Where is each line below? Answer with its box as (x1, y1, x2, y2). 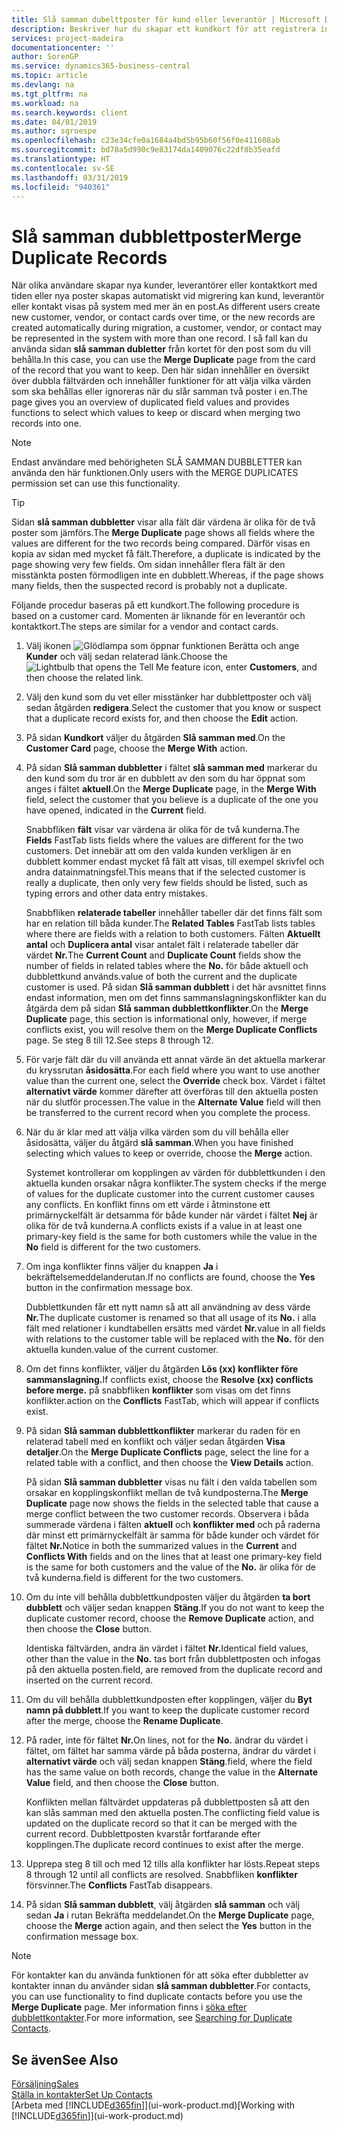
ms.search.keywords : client (11, 107, 129, 118)
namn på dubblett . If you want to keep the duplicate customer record (25, 1704, 310, 1716)
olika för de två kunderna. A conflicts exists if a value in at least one (25, 1220, 303, 1232)
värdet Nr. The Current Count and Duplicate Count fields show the (25, 949, 302, 961)
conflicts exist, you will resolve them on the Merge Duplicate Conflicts (25, 1024, 318, 1036)
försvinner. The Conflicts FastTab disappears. (25, 1879, 213, 1891)
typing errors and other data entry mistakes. (25, 887, 208, 900)
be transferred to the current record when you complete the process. (25, 1107, 311, 1119)
